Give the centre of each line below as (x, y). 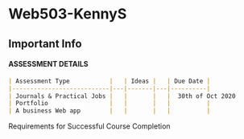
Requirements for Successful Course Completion (89, 126)
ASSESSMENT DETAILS (48, 64)
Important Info (45, 44)
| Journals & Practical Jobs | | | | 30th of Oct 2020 (122, 96)
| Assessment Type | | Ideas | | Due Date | (110, 81)
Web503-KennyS (68, 14)
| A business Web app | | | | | (110, 111)
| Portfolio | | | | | (110, 104)
